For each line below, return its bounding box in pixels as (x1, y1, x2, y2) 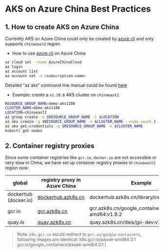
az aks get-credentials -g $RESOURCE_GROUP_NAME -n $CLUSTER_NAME (5, 123, 143, 129)
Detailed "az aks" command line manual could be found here (5, 82, 127, 88)
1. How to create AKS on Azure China (5, 23, 120, 31)
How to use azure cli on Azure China (12, 50, 86, 56)
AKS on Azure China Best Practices (5, 3, 151, 15)
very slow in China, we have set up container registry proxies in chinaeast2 (5, 160, 156, 166)
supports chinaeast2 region (5, 41, 60, 47)
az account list (5, 69, 38, 74)
